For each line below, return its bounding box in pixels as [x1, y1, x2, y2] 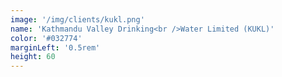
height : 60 [10, 52, 56, 62]
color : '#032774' [10, 33, 83, 43]
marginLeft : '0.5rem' [10, 42, 101, 53]
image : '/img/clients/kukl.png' [10, 14, 145, 25]
